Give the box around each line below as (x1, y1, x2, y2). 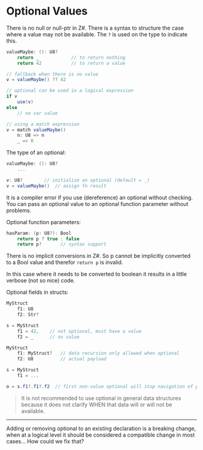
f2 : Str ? (17, 312, 39, 318)
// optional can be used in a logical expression (6, 88, 134, 94)
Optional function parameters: (6, 218, 81, 225)
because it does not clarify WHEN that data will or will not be (21, 401, 172, 408)
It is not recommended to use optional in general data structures (21, 394, 181, 402)
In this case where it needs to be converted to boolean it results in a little (6, 271, 187, 278)
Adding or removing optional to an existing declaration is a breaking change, (6, 425, 196, 432)
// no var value (17, 110, 59, 116)
